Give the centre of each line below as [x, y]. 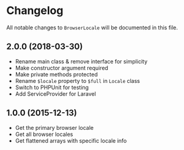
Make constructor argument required [62, 68]
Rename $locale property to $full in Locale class [78, 80]
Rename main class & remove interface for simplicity [81, 61]
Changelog [35, 11]
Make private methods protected [56, 74]
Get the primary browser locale [54, 127]
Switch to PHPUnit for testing [52, 87]
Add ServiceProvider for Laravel [56, 94]
